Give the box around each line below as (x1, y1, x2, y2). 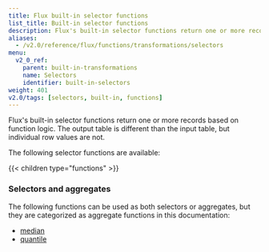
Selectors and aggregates (8, 183, 111, 194)
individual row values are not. (8, 133, 106, 142)
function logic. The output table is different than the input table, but (8, 124, 230, 134)
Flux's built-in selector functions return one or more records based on (8, 115, 239, 125)
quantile (19, 234, 47, 244)
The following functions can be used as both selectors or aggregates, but (8, 202, 251, 211)
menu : (8, 49, 26, 57)
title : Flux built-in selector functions (8, 11, 149, 20)
